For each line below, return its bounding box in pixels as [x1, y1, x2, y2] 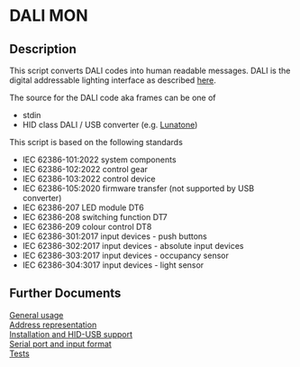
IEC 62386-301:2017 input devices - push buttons [22, 231, 207, 242]
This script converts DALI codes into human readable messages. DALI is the [9, 65, 291, 76]
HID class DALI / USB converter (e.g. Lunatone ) [22, 119, 198, 130]
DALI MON [9, 5, 88, 26]
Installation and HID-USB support [9, 328, 133, 339]
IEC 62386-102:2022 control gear [22, 164, 149, 174]
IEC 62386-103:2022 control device [22, 173, 156, 184]
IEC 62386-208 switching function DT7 [22, 212, 168, 222]
